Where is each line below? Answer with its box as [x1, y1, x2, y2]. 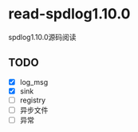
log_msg [19, 77, 49, 86]
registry [19, 95, 46, 105]
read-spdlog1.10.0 [8, 5, 131, 23]
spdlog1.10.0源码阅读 [8, 32, 77, 42]
